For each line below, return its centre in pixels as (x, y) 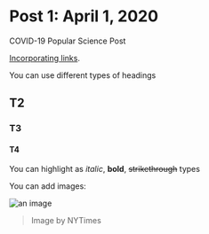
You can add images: (48, 186)
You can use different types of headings (83, 75)
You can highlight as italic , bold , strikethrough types (104, 169)
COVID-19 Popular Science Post (68, 41)
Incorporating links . (44, 58)
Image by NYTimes (66, 221)
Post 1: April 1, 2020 (84, 16)
